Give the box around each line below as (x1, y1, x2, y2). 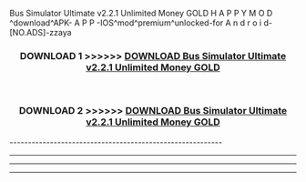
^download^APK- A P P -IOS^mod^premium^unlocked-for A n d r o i (9, 17, 262, 28)
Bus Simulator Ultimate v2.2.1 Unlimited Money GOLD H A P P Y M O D (9, 8, 273, 18)
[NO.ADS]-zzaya (9, 27, 72, 37)
